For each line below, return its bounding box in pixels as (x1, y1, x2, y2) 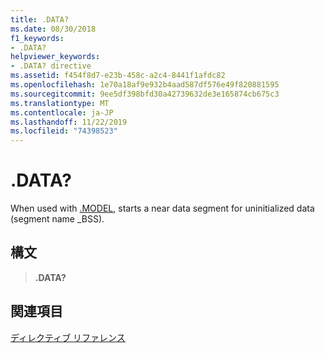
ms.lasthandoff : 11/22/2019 (10, 117, 128, 127)
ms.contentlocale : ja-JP (10, 107, 114, 118)
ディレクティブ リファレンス (10, 331, 126, 343)
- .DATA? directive (10, 61, 92, 71)
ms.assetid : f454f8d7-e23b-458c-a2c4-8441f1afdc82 (10, 71, 226, 81)
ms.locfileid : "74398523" (10, 126, 118, 136)
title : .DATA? (10, 14, 70, 25)
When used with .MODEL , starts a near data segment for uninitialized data (10, 202, 315, 215)
